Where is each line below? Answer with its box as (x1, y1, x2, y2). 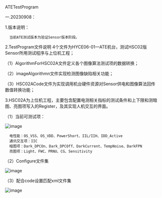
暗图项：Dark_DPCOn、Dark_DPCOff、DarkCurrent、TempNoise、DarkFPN (9, 144, 143, 149)
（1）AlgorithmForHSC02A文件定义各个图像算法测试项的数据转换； (5, 61, 139, 66)
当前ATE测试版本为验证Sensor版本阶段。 (9, 35, 80, 40)
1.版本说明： (5, 24, 29, 30)
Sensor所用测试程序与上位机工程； (5, 50, 74, 56)
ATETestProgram (5, 4, 39, 10)
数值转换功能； (5, 87, 35, 92)
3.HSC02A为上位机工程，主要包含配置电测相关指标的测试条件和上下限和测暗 (5, 97, 158, 103)
